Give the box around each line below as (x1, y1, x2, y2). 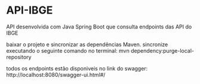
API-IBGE (6, 4, 53, 17)
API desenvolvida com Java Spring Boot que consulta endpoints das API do (6, 23, 192, 30)
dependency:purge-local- (130, 47, 194, 54)
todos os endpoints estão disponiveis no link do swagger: (6, 64, 148, 72)
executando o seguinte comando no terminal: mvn (6, 47, 130, 54)
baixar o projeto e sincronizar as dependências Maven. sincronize (6, 41, 168, 48)
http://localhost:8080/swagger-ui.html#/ (6, 71, 106, 78)
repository (6, 53, 32, 60)
